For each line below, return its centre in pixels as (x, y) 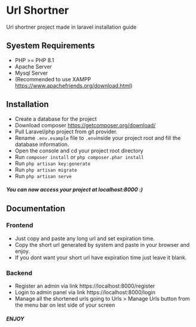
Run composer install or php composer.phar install (79, 157)
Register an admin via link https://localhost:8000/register (85, 286)
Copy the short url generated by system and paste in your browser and (102, 245)
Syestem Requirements (51, 46)
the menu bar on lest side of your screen (65, 305)
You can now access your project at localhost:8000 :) (75, 190)
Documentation (36, 208)
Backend (19, 273)
